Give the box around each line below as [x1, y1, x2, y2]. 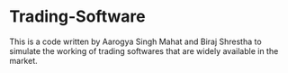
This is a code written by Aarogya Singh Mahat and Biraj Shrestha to [9, 36, 263, 47]
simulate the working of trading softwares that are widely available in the [9, 45, 279, 56]
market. [9, 55, 38, 66]
